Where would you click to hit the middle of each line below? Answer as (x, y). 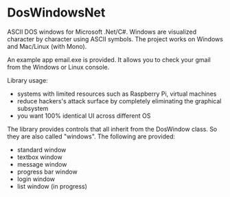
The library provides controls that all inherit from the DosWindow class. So (112, 129)
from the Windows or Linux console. (58, 67)
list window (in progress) (52, 186)
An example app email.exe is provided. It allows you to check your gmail (109, 59)
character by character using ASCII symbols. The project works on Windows (115, 39)
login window (36, 179)
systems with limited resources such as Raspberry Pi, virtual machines (117, 94)
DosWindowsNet (56, 13)
